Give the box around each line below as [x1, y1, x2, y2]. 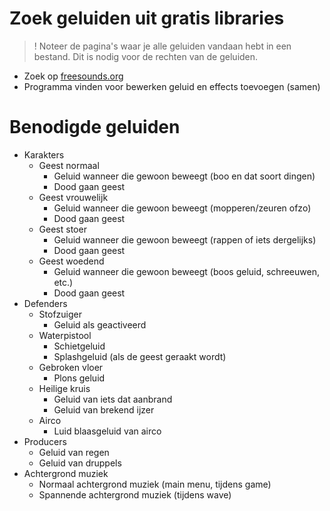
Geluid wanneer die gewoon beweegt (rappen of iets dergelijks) [53, 233, 317, 246]
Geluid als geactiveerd [53, 318, 147, 331]
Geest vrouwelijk [38, 191, 109, 203]
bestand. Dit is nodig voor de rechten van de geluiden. [33, 50, 259, 62]
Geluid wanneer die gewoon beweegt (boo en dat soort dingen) [53, 170, 316, 182]
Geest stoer [38, 223, 87, 235]
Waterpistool [38, 329, 92, 341]
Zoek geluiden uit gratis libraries [9, 7, 285, 30]
